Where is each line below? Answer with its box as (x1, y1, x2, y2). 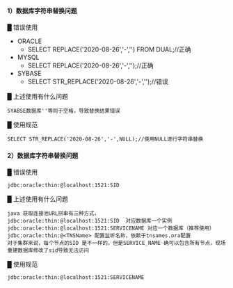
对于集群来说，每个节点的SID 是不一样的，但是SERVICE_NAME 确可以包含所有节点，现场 (7, 240, 226, 247)
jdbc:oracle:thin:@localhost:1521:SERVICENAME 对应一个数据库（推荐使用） (7, 225, 215, 232)
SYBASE (17, 70, 42, 78)
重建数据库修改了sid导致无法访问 (7, 247, 89, 254)
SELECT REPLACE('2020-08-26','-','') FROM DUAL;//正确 (27, 45, 191, 54)
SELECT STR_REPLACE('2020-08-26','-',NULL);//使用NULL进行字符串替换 (7, 136, 204, 143)
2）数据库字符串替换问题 (7, 151, 79, 159)
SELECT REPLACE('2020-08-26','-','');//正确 (27, 61, 154, 70)
